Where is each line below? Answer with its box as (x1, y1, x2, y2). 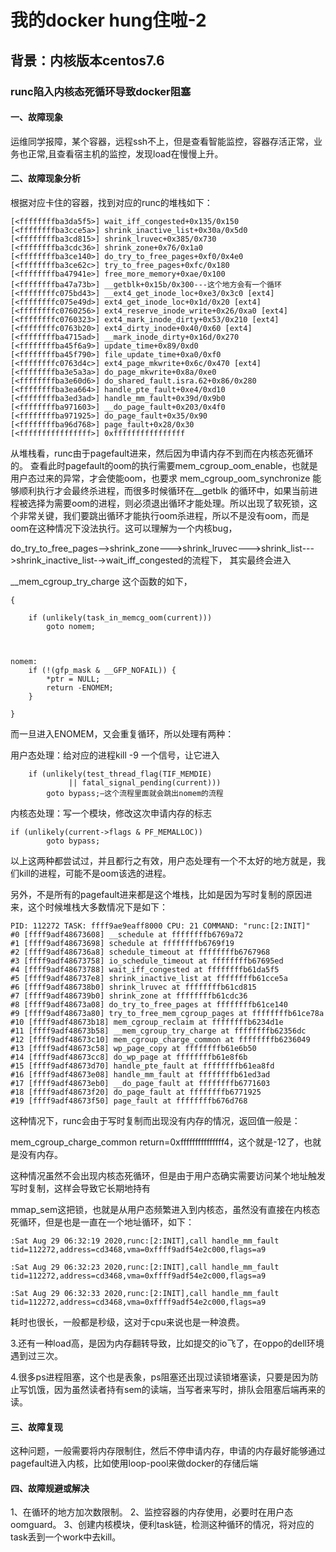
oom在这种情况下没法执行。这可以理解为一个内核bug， (10, 522, 238, 534)
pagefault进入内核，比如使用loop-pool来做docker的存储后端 (10, 1457, 259, 1470)
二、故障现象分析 (10, 172, 81, 185)
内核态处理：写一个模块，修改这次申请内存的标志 (10, 807, 212, 819)
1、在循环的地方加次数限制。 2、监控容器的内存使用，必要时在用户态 (10, 1506, 294, 1518)
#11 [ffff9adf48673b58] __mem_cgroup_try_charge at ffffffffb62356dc (10, 1026, 307, 1036)
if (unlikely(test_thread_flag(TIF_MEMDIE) (28, 769, 213, 779)
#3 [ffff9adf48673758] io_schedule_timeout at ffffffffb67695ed (10, 956, 284, 966)
